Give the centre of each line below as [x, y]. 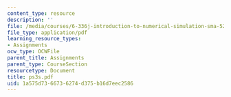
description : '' [30, 20]
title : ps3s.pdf [30, 77]
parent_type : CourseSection [47, 64]
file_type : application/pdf [47, 32]
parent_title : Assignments [46, 58]
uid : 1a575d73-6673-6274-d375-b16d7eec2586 [70, 83]
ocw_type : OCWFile [33, 52]
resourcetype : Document [41, 70]
